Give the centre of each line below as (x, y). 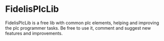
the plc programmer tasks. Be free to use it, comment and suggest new (78, 28)
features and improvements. (34, 33)
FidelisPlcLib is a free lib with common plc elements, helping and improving (82, 23)
